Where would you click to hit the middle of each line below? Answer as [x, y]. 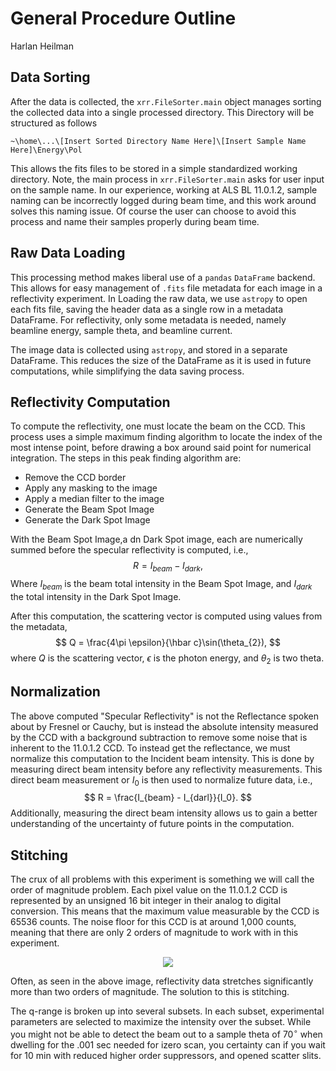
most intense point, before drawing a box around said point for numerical [161, 448]
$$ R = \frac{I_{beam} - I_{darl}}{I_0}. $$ [168, 798]
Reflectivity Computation [90, 402]
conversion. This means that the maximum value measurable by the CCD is [165, 911]
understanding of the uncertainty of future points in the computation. [152, 824]
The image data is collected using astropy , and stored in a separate [149, 349]
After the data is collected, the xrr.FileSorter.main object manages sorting [166, 101]
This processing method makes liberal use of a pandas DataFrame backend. [163, 277]
